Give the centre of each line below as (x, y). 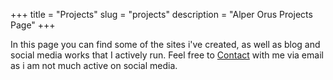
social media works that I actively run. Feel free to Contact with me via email (167, 55)
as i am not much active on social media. (94, 65)
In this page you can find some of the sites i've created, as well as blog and (165, 44)
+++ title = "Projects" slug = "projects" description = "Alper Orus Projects (161, 14)
